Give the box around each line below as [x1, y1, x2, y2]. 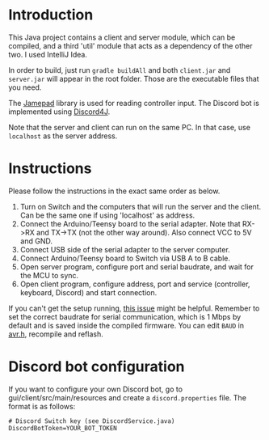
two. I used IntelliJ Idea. [8, 49, 87, 59]
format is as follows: [8, 401, 76, 411]
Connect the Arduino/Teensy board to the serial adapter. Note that [19, 218, 241, 228]
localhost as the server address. [8, 131, 118, 141]
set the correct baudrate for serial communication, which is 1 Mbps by [8, 311, 242, 321]
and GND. [19, 236, 53, 246]
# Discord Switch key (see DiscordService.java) [8, 417, 175, 425]
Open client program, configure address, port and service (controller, [19, 279, 250, 289]
